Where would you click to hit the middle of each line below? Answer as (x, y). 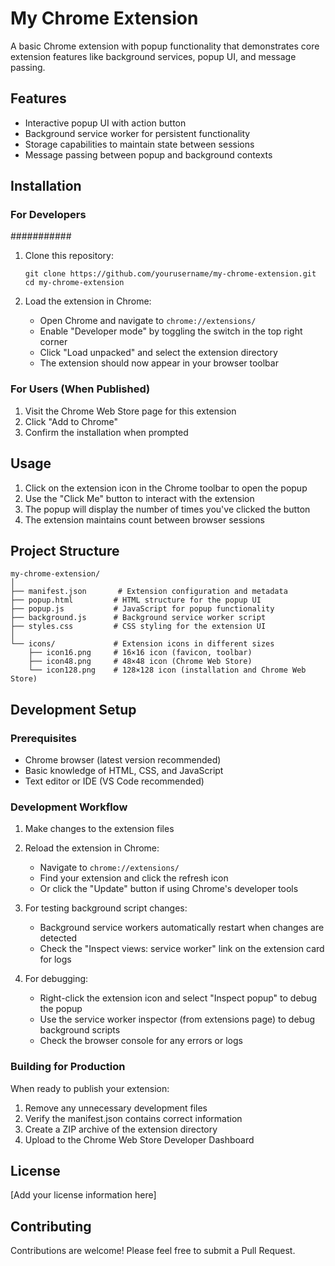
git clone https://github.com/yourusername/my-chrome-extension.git (170, 274)
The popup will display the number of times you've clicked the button (167, 509)
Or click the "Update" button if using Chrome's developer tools (169, 889)
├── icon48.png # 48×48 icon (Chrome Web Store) (140, 662)
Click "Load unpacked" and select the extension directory (158, 353)
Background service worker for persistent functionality (137, 133)
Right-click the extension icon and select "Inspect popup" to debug (178, 998)
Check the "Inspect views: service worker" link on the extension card (182, 949)
